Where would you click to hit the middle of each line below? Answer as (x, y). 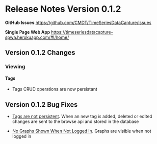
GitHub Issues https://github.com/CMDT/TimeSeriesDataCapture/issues (78, 23)
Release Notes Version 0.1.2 (63, 9)
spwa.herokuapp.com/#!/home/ (37, 37)
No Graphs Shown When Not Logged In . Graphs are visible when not (81, 131)
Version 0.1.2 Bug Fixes (41, 105)
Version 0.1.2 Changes (40, 53)
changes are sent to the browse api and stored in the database (76, 121)
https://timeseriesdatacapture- (82, 32)
